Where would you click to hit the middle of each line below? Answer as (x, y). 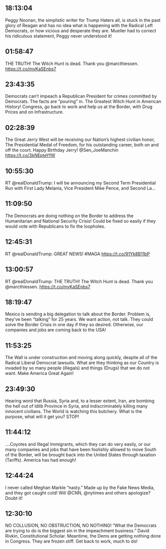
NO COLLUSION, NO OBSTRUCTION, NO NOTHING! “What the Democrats (81, 526)
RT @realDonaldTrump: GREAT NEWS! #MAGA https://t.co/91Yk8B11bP (78, 254)
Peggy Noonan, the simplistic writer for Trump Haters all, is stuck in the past (83, 20)
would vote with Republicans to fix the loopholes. (55, 226)
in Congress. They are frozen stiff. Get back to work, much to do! (71, 541)
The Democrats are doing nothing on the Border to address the (69, 216)
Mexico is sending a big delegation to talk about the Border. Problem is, (78, 314)
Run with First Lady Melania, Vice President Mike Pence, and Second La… (81, 188)
